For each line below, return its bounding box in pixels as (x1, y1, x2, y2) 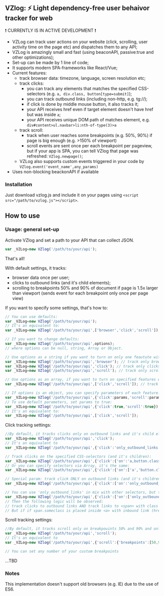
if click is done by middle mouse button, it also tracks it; (26, 101, 139, 107)
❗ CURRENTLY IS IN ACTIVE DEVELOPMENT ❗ (5, 27, 97, 33)
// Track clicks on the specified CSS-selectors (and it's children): (5, 454, 152, 459)
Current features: (12, 70, 47, 76)
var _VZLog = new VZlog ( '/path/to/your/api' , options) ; (5, 342, 115, 346)
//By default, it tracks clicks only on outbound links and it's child (5, 432, 154, 436)
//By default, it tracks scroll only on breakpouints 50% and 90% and (5, 527, 152, 531)
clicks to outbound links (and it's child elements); (12, 279, 111, 285)
